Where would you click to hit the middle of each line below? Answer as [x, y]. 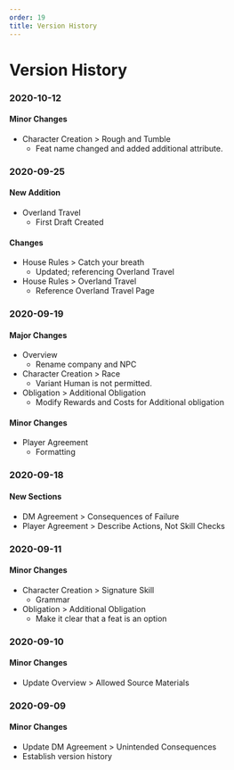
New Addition [35, 193]
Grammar [52, 600]
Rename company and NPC [86, 364]
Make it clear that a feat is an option [101, 618]
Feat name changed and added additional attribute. [129, 148]
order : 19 [28, 17]
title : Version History [53, 26]
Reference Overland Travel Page [95, 291]
